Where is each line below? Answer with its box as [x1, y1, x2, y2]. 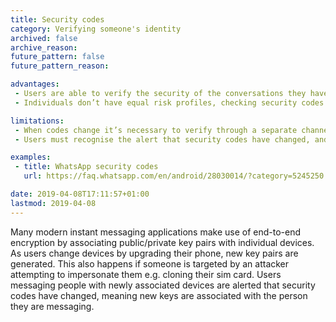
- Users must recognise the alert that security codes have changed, [14, 134, 311, 145]
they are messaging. [10, 300, 95, 312]
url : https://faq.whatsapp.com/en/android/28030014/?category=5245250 [23, 171, 325, 181]
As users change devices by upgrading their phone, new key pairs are [10, 247, 299, 259]
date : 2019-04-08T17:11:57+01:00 [10, 189, 150, 199]
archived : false [10, 33, 78, 43]
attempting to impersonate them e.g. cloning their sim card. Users [10, 268, 282, 280]
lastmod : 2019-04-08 [10, 198, 97, 208]
